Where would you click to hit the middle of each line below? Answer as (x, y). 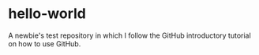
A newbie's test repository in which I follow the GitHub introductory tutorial (129, 35)
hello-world (47, 14)
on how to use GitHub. (45, 43)
